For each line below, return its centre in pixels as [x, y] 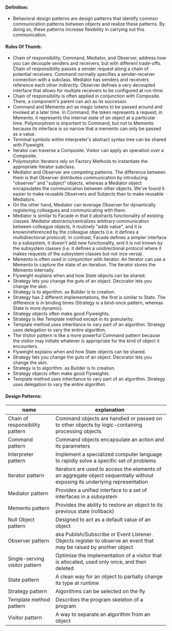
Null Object [21, 519]
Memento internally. [34, 270]
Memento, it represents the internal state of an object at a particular [84, 118]
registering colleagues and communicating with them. [69, 211]
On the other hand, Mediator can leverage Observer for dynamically [84, 205]
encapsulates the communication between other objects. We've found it [89, 188]
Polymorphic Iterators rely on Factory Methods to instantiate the [80, 161]
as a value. [24, 134]
